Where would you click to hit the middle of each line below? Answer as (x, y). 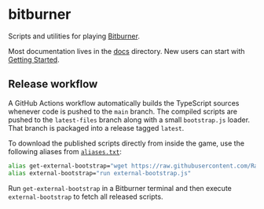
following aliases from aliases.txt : (65, 151)
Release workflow (53, 84)
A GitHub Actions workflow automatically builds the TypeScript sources (124, 103)
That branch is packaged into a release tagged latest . (96, 128)
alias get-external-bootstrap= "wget (68, 166)
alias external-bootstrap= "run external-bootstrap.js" (100, 173)
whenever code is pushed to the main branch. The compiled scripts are (123, 111)
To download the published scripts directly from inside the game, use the (126, 143)
